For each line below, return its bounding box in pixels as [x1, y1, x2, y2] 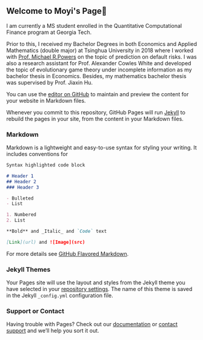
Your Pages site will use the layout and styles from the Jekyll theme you [6, 279, 186, 286]
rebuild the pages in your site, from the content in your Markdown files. [6, 115, 184, 122]
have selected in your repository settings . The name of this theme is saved [6, 286, 193, 293]
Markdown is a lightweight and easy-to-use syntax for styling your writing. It [6, 144, 197, 151]
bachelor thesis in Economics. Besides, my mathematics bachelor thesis [6, 72, 187, 79]
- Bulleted [6, 195, 34, 201]
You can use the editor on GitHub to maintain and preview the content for [6, 90, 189, 97]
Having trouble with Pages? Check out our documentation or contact [6, 321, 178, 328]
